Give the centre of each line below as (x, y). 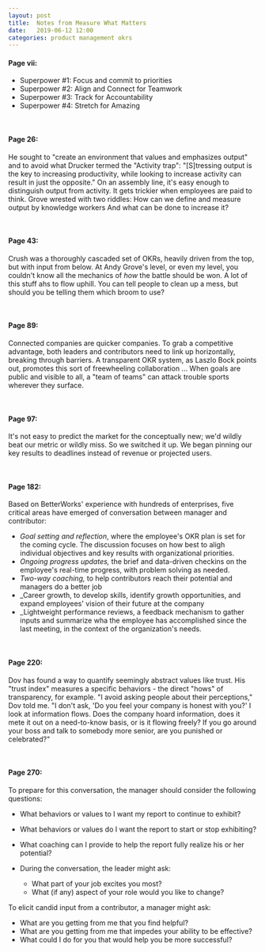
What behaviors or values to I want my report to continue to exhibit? (130, 813)
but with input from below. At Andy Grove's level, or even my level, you (123, 267)
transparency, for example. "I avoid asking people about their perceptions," (131, 697)
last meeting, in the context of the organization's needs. (110, 629)
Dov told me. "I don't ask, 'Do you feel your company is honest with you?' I (130, 705)
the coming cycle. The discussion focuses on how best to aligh (122, 545)
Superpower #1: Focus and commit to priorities (96, 81)
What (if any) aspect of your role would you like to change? (128, 892)
